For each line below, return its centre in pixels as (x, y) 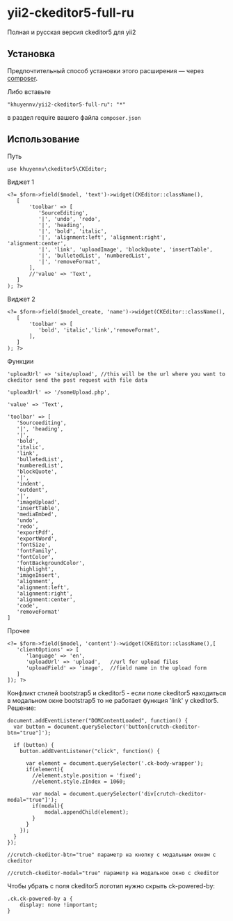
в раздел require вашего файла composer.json (74, 117)
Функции (21, 361)
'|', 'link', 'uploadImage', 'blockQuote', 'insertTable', (126, 249)
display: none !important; (59, 905)
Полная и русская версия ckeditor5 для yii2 (72, 32)
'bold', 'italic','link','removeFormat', (99, 330)
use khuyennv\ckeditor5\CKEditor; (57, 169)
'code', (27, 605)
